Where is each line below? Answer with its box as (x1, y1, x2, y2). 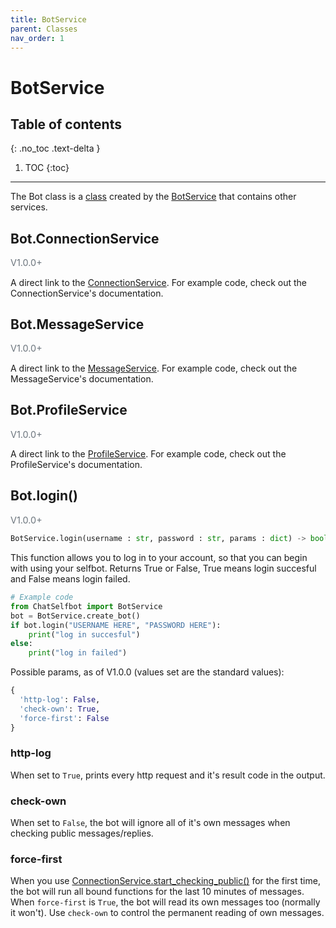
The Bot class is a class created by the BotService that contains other (10, 191, 297, 203)
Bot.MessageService (10, 316, 145, 333)
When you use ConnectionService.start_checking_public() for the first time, (10, 875, 321, 887)
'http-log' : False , (19, 695, 101, 705)
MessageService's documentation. (10, 372, 154, 385)
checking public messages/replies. (10, 827, 154, 840)
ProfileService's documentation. (10, 458, 143, 470)
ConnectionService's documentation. (10, 287, 164, 299)
